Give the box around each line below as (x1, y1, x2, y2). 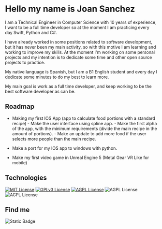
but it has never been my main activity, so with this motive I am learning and (5, 44, 156, 50)
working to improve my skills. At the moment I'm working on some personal (5, 49, 155, 55)
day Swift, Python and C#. (5, 29, 57, 35)
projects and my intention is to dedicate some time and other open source (5, 54, 152, 60)
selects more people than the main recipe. (12, 136, 96, 142)
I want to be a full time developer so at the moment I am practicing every (5, 24, 150, 30)
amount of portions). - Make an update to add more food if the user (12, 130, 147, 136)
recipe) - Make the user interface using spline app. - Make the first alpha (12, 120, 157, 126)
